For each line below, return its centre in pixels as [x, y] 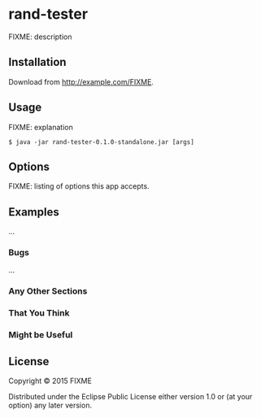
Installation [37, 62]
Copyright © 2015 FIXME [50, 381]
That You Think [39, 313]
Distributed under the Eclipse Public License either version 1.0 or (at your [130, 397]
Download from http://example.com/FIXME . [81, 81]
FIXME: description [40, 37]
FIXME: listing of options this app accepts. [79, 186]
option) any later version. [50, 405]
